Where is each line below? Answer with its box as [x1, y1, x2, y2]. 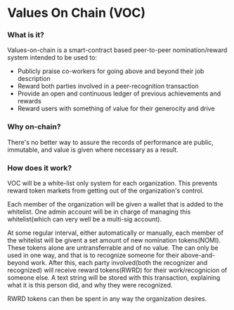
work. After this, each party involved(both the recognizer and [30, 259, 208, 267]
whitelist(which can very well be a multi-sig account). [7, 215, 162, 224]
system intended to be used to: [7, 53, 97, 62]
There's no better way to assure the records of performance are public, [7, 138, 214, 146]
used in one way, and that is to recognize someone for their [7, 251, 179, 259]
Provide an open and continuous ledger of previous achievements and [17, 89, 221, 98]
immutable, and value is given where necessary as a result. [7, 146, 179, 154]
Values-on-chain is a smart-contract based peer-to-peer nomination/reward [7, 46, 228, 54]
